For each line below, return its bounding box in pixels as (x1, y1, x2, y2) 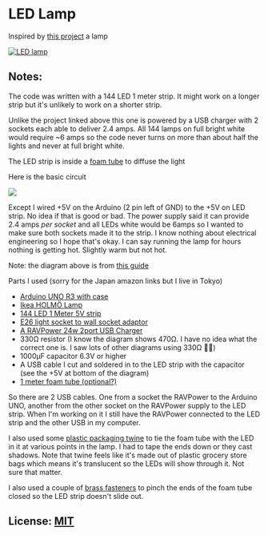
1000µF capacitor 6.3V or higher (19, 351, 127, 360)
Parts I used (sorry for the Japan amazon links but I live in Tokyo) (8, 276, 223, 285)
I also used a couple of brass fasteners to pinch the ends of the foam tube (8, 482, 253, 493)
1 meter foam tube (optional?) (19, 376, 118, 386)
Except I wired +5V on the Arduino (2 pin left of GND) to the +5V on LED (8, 202, 246, 212)
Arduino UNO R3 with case (19, 292, 109, 301)
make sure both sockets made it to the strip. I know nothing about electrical (8, 227, 257, 237)
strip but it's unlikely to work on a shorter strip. (8, 99, 162, 109)
